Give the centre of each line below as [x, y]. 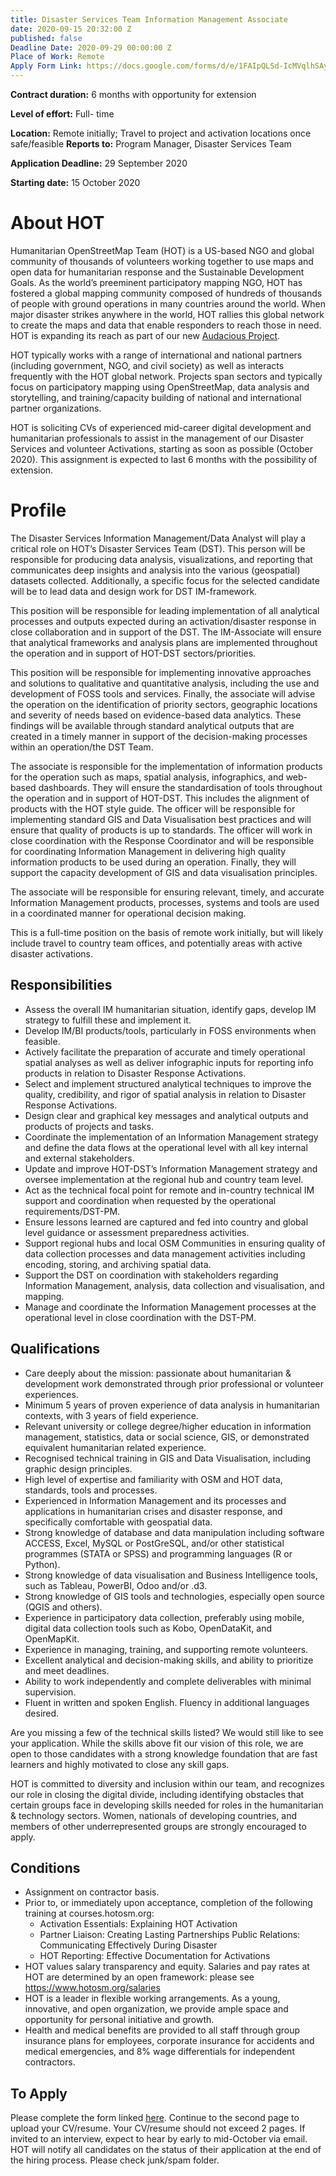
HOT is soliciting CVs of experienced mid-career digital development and [161, 427]
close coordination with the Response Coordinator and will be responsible [162, 840]
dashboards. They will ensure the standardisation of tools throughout [180, 787]
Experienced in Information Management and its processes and [155, 1500]
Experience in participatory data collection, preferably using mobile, [164, 1617]
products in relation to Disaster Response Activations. [135, 1073]
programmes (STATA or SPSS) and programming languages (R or [158, 1553]
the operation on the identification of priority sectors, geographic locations [164, 704]
